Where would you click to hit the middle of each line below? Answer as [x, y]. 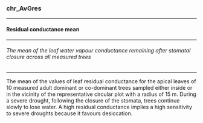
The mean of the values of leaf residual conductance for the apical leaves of [101, 81]
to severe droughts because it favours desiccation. [69, 113]
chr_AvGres [24, 8]
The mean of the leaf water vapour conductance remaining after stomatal [98, 51]
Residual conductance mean [43, 29]
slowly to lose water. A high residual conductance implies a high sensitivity [99, 107]
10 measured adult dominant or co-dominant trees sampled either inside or [99, 87]
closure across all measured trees [49, 57]
